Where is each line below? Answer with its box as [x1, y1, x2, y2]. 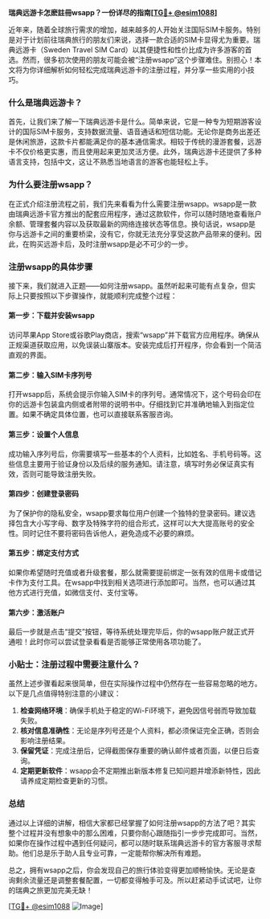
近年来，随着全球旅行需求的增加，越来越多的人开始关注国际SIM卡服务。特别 [8, 25, 261, 35]
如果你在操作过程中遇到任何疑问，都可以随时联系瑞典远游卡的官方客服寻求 [8, 838, 255, 848]
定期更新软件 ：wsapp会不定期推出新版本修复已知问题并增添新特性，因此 [19, 766, 261, 776]
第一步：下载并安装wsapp [8, 311, 95, 321]
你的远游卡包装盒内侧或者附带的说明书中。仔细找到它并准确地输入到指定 [8, 399, 247, 409]
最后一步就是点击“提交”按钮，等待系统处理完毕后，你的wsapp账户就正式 [8, 627, 248, 637]
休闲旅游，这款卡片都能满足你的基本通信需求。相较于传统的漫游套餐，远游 [14, 137, 262, 147]
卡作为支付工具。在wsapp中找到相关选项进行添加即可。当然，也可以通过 [8, 578, 249, 587]
